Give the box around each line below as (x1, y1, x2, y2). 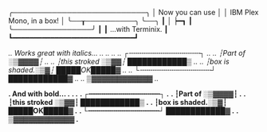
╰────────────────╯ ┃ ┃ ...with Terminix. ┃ (8, 25, 169, 33)
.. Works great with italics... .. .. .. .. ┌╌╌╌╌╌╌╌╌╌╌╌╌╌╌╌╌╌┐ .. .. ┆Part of (8, 49, 245, 57)
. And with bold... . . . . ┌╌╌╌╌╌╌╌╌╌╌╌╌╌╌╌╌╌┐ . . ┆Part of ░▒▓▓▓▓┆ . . (8, 89, 246, 99)
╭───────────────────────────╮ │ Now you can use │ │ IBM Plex (8, 8, 259, 17)
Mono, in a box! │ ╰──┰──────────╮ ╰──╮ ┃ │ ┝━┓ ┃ (8, 16, 193, 25)
